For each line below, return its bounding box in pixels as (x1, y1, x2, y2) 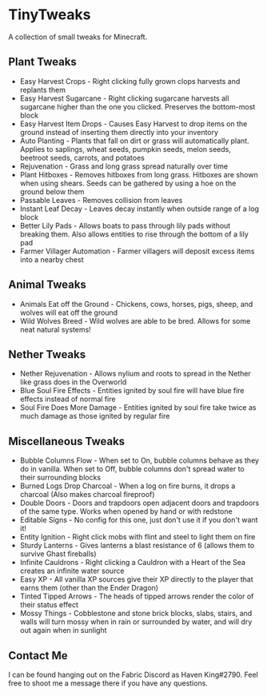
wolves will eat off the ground (19, 308, 118, 317)
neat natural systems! (19, 324, 92, 334)
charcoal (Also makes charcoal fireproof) (19, 490, 155, 499)
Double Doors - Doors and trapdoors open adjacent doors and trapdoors (19, 498, 260, 508)
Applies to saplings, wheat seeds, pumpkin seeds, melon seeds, (19, 144, 232, 153)
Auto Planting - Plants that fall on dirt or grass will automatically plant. (19, 136, 249, 145)
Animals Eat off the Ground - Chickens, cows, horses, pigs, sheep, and (19, 299, 253, 308)
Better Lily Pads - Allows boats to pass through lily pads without (19, 221, 231, 230)
